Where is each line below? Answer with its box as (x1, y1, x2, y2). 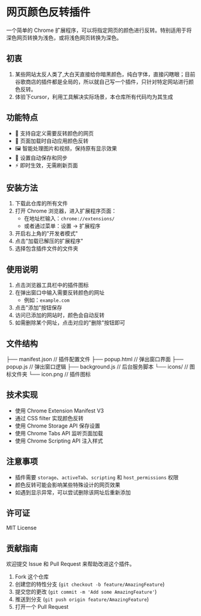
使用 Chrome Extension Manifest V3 (14, 407, 104, 414)
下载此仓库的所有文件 (14, 200, 68, 207)
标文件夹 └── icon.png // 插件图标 (6, 371, 91, 378)
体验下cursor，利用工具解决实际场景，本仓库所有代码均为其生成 (14, 93, 173, 100)
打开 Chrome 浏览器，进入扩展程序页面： (14, 207, 117, 214)
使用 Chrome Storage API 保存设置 (14, 422, 100, 429)
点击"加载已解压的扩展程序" (14, 237, 83, 244)
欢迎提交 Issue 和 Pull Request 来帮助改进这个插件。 (6, 561, 135, 568)
